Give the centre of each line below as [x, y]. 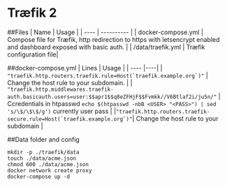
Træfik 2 [32, 13]
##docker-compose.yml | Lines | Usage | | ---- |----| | [85, 68]
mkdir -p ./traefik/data [43, 152]
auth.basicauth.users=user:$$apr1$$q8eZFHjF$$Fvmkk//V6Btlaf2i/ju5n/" [112, 97]
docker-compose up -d [39, 177]
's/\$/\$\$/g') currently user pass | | [62, 111]
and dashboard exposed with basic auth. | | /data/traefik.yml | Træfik [106, 47]
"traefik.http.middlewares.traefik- [60, 89]
